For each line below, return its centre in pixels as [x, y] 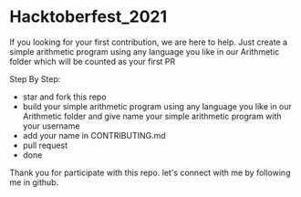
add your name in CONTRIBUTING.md [94, 135]
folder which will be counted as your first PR [93, 61]
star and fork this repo [64, 97]
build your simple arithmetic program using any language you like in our [157, 106]
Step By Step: [35, 78]
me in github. [34, 182]
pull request [45, 145]
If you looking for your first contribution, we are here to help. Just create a [149, 42]
